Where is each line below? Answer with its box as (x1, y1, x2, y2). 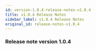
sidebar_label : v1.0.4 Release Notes (5, 17, 84, 22)
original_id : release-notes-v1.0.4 (5, 21, 80, 27)
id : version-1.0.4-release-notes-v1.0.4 (5, 7, 91, 13)
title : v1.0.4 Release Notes (5, 12, 66, 17)
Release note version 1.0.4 (5, 38, 71, 45)
